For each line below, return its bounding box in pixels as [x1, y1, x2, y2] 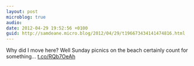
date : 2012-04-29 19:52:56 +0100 [6, 25, 88, 31]
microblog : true [6, 14, 46, 20]
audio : [6, 19, 22, 25]
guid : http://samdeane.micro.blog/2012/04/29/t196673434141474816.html [6, 31, 185, 37]
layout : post [6, 8, 38, 15]
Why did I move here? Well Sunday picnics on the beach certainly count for [6, 47, 188, 54]
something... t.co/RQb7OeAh [6, 53, 75, 60]
